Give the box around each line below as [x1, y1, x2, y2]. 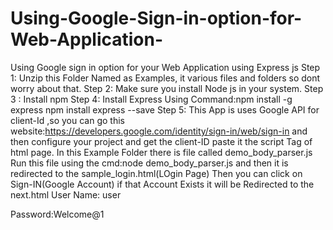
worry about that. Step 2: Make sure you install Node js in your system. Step [10, 82, 324, 94]
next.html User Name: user [10, 188, 122, 201]
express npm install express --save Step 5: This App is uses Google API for [10, 103, 320, 116]
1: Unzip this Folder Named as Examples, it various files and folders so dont [10, 72, 321, 84]
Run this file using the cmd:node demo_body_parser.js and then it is [10, 157, 289, 169]
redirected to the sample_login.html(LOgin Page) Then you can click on [10, 167, 303, 179]
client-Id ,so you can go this [10, 114, 125, 126]
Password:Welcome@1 [10, 208, 105, 220]
